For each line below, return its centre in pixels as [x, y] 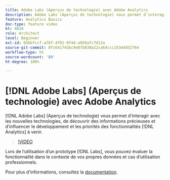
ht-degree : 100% [22, 62]
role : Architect [22, 33]
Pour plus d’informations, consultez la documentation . [61, 172]
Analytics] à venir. [24, 132]
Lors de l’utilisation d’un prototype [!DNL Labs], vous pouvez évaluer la [79, 152]
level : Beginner [22, 38]
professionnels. [22, 162]
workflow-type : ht [25, 52]
